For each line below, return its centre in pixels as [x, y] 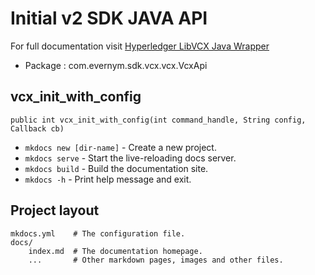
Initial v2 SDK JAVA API [109, 18]
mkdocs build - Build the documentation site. [116, 168]
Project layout [55, 210]
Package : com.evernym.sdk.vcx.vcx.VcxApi [116, 65]
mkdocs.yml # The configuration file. [98, 233]
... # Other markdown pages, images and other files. [156, 260]
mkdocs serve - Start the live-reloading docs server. [130, 158]
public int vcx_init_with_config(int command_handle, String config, [158, 120]
